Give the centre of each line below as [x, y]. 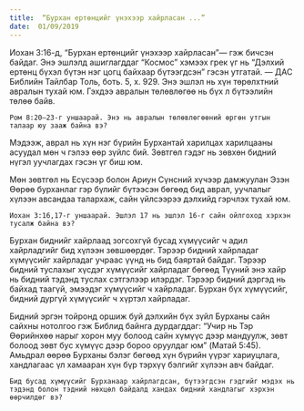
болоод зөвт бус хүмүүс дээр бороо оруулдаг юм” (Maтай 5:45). [135, 345]
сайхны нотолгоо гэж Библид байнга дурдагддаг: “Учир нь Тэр [132, 325]
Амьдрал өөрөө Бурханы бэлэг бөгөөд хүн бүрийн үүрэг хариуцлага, [145, 354]
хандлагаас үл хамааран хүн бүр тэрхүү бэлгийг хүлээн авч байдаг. [142, 365]
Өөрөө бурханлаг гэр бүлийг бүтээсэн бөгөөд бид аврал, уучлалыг [140, 189]
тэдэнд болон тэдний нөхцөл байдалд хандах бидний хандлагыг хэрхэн [142, 389]
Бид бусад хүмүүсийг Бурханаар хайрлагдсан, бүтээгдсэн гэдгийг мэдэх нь [152, 381]
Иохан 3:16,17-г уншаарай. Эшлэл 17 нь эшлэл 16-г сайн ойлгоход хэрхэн [150, 215]
